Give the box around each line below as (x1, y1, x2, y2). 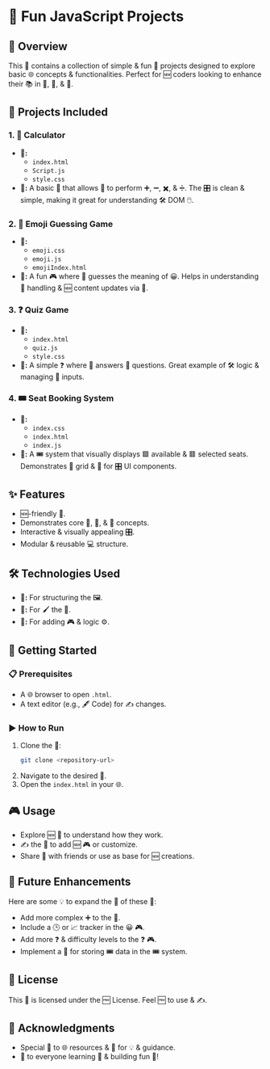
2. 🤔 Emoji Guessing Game (8, 218, 114, 229)
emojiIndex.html (31, 263, 87, 271)
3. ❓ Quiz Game (8, 304, 69, 315)
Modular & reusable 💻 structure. (19, 539, 129, 549)
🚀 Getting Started (8, 643, 98, 657)
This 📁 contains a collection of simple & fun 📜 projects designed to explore (8, 61, 255, 70)
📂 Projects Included (8, 105, 109, 120)
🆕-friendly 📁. (19, 509, 66, 519)
